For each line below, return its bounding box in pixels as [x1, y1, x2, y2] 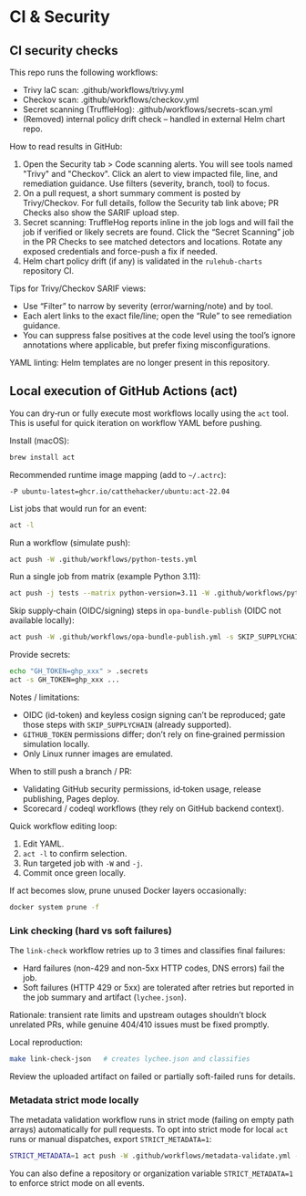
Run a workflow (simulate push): [9, 536, 131, 548]
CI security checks [9, 43, 118, 58]
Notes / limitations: [9, 692, 80, 702]
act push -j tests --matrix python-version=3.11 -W [9, 588, 209, 598]
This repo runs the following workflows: [9, 67, 158, 78]
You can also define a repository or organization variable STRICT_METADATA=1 [9, 1168, 294, 1179]
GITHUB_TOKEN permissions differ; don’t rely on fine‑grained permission [22, 728, 285, 740]
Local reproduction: [9, 1037, 84, 1048]
